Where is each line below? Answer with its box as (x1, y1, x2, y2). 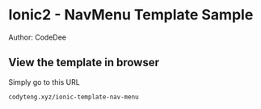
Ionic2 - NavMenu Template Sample (8, 6, 254, 24)
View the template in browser (8, 56, 160, 69)
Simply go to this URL (8, 77, 81, 86)
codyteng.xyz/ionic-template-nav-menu (8, 93, 139, 101)
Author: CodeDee (8, 32, 67, 42)
